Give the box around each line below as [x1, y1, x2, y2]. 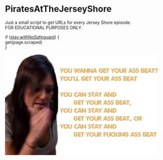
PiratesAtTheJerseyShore [5, 3, 112, 15]
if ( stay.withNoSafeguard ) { [5, 34, 60, 40]
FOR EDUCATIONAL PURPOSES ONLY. [5, 24, 82, 30]
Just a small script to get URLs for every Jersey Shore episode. [5, 19, 131, 25]
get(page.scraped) [5, 39, 43, 45]
